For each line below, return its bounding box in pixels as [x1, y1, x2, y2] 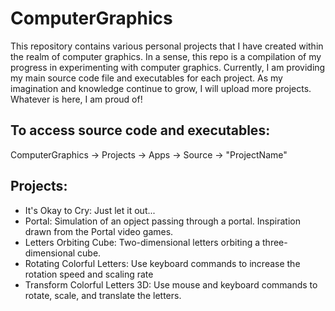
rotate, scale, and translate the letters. [24, 289, 182, 301]
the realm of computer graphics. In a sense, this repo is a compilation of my [10, 50, 322, 62]
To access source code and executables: [10, 122, 271, 139]
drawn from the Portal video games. [24, 225, 174, 237]
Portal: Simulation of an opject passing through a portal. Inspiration [24, 215, 301, 227]
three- [262, 236, 288, 248]
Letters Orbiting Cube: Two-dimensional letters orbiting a [24, 236, 261, 248]
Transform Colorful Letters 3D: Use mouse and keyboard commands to [24, 278, 318, 291]
